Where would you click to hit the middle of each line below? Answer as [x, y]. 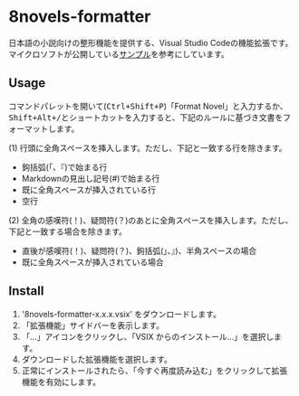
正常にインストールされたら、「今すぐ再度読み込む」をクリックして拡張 [154, 370]
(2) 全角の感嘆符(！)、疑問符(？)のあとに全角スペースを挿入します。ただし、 [151, 220]
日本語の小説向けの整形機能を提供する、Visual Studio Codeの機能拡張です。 [151, 42]
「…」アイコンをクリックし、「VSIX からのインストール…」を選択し [147, 336]
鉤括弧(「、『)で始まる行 [64, 167]
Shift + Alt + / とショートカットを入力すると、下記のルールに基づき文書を [146, 117]
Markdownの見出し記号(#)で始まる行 [91, 178]
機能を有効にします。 [61, 382]
